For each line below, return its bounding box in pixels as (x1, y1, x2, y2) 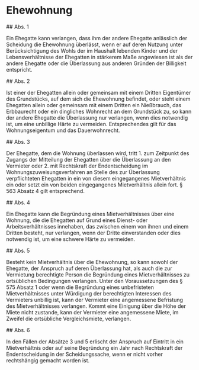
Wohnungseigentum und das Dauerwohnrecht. (6, 127, 120, 134)
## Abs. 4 (6, 199, 31, 206)
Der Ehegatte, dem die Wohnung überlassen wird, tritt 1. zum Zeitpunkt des (6, 149, 190, 157)
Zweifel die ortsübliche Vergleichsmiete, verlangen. (6, 315, 131, 322)
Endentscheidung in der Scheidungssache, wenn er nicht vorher (6, 350, 163, 358)
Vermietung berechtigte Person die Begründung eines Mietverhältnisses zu (6, 271, 190, 278)
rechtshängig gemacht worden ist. (6, 356, 90, 364)
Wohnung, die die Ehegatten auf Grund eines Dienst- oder (6, 217, 148, 224)
